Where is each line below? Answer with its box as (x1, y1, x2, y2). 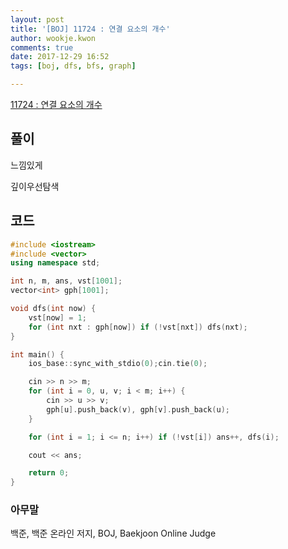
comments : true (10, 42, 74, 53)
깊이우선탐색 (10, 180, 60, 192)
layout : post (10, 14, 65, 25)
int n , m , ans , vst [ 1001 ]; (10, 276, 123, 286)
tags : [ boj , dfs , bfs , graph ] (10, 61, 137, 71)
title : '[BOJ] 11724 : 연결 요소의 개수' (10, 24, 171, 34)
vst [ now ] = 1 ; (28, 312, 87, 323)
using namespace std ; (10, 258, 101, 268)
